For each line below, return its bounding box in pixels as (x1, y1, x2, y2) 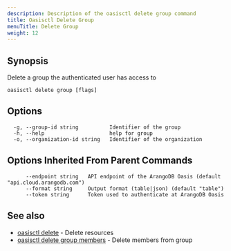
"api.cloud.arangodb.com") (7, 179, 85, 186)
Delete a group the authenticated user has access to (7, 73, 157, 82)
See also (7, 210, 45, 222)
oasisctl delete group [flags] (7, 87, 98, 94)
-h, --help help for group (13, 129, 154, 137)
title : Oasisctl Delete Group (7, 17, 95, 24)
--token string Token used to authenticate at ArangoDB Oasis (25, 191, 225, 198)
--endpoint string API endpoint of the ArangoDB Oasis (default (25, 173, 221, 180)
